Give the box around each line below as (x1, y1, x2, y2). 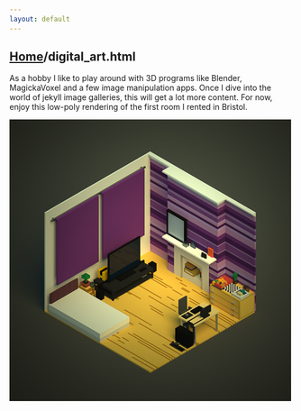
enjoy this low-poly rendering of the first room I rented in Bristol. (9, 102, 248, 113)
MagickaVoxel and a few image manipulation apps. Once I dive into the (9, 82, 272, 94)
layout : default (9, 14, 70, 23)
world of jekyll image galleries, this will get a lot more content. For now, (9, 92, 273, 103)
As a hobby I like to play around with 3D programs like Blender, (9, 73, 242, 84)
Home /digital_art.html (9, 50, 136, 65)
